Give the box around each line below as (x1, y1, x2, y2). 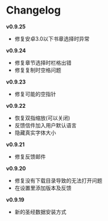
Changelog (6, 4, 61, 17)
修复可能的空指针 (14, 90, 56, 97)
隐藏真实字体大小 (14, 129, 56, 136)
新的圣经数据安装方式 (14, 208, 66, 215)
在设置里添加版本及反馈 (14, 184, 72, 192)
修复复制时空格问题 (14, 66, 62, 74)
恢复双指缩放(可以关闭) (14, 114, 70, 121)
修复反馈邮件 (14, 153, 46, 160)
